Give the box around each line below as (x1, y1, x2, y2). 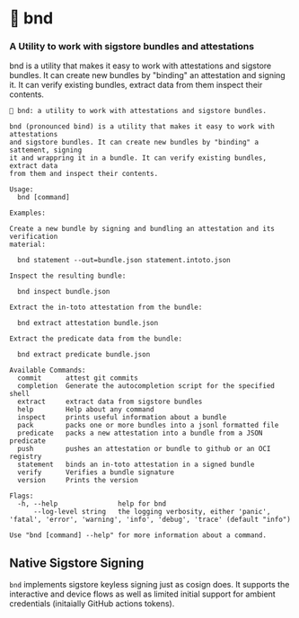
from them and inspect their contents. (9, 170, 159, 179)
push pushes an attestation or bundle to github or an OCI (17, 445, 271, 454)
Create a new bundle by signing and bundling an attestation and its (9, 225, 276, 234)
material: (9, 240, 47, 250)
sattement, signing (9, 146, 83, 155)
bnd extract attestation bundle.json (17, 319, 159, 328)
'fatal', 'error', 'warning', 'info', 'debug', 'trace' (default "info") (9, 516, 292, 525)
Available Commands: (9, 366, 87, 375)
